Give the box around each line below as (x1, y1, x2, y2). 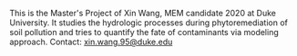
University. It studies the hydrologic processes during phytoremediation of (9, 17, 289, 28)
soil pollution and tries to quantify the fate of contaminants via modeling (9, 27, 280, 37)
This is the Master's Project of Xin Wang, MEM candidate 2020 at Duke (9, 8, 276, 18)
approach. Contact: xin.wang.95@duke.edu (9, 36, 173, 47)
